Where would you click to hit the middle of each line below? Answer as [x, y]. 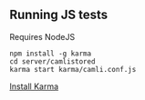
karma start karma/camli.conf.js [73, 69]
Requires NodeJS [42, 36]
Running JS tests [59, 15]
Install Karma [34, 86]
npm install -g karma [51, 54]
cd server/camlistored [52, 61]
